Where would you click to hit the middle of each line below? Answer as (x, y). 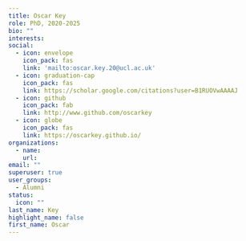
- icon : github (41, 98)
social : (21, 46)
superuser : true (35, 173)
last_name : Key (34, 210)
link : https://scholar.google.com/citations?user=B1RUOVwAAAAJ (131, 90)
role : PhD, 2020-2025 (44, 23)
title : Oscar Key (37, 16)
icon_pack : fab (48, 105)
